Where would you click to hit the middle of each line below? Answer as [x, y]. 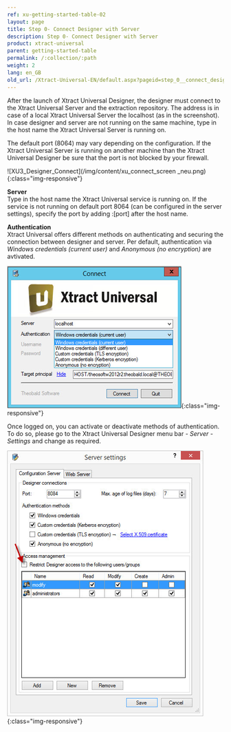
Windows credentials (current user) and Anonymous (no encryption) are [109, 249]
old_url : [20, 80]
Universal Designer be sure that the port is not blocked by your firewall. [108, 158]
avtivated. [21, 256]
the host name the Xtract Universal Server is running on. [87, 129]
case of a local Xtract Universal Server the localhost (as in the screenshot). [113, 115]
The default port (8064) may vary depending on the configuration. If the [109, 143]
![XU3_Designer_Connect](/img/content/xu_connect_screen [92, 171]
